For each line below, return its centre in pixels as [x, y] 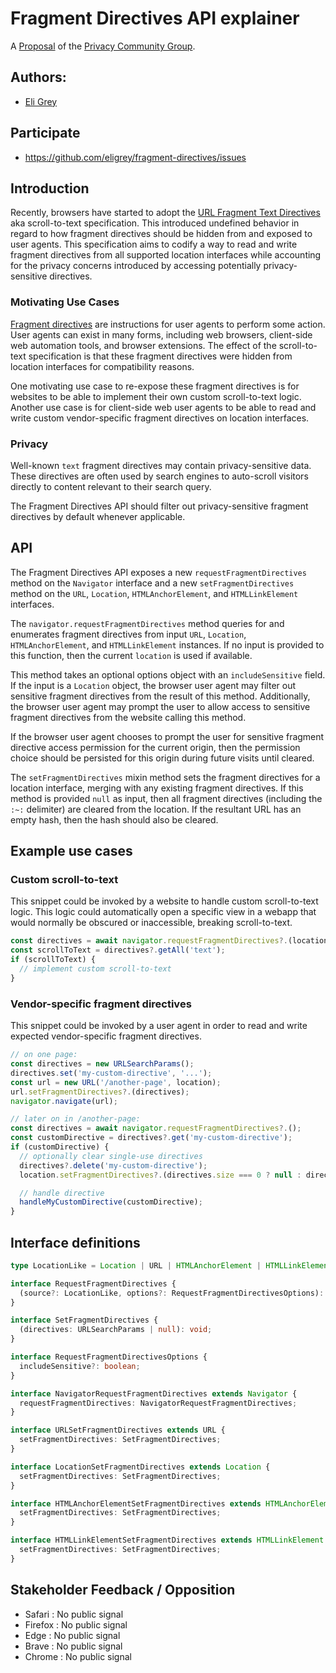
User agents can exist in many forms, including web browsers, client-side [161, 334]
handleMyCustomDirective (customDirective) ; [111, 1202]
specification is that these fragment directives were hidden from [160, 356]
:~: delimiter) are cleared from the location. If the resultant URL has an [156, 809]
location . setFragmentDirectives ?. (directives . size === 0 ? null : [160, 1175]
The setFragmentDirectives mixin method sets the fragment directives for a [165, 777]
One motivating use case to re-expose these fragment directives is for [155, 386]
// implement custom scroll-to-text [95, 969]
